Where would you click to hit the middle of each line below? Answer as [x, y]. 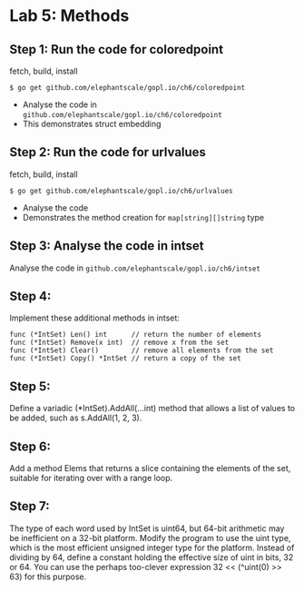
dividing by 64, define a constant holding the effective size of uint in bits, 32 [152, 557]
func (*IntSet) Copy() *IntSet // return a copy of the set [126, 359]
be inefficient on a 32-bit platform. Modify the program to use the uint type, [150, 537]
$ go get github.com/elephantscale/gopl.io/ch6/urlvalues [121, 191]
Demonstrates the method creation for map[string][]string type [143, 217]
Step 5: [30, 386]
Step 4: [30, 296]
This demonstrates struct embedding [92, 124]
